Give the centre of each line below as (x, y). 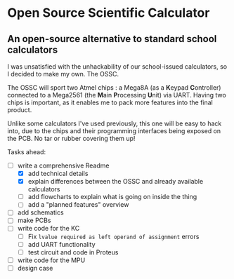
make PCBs (34, 220)
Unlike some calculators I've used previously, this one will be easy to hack (115, 123)
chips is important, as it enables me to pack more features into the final (110, 102)
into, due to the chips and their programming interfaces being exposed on (114, 131)
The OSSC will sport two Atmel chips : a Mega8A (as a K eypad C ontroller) (114, 88)
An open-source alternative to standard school (112, 39)
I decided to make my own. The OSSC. (63, 74)
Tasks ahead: (27, 152)
